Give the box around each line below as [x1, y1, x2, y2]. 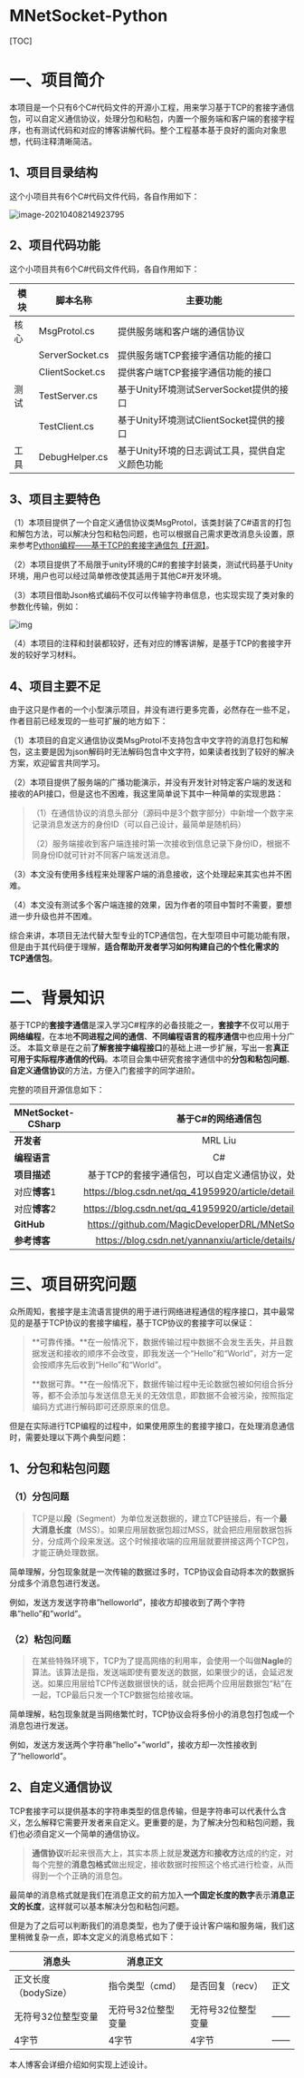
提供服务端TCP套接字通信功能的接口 [117, 348, 272, 361]
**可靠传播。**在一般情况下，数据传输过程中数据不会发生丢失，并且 [31, 1337, 286, 1348]
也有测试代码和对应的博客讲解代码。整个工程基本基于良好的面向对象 [24, 124, 279, 135]
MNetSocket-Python [9, 5, 168, 26]
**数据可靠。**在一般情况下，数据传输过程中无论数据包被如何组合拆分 [31, 1378, 294, 1389]
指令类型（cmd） [108, 1979, 182, 1992]
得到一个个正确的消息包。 [31, 1870, 128, 1881]
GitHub [14, 1218, 45, 1230]
